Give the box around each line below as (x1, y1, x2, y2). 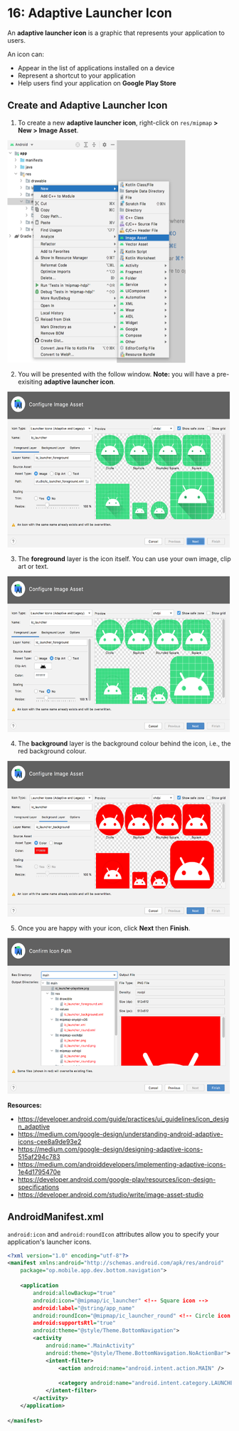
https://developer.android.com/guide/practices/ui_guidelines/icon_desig (17, 1114, 229, 1123)
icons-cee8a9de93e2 (17, 1137, 82, 1146)
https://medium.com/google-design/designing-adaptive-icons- (17, 1145, 203, 1153)
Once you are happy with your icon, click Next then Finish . (17, 923, 191, 932)
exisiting (17, 377, 43, 386)
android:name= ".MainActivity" (45, 1342, 135, 1350)
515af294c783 (17, 1152, 60, 1161)
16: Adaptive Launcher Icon (7, 5, 173, 21)
